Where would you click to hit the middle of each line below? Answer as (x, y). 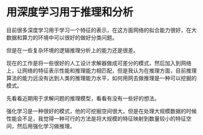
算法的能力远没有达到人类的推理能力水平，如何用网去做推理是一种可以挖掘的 (101, 78)
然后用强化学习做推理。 (46, 126)
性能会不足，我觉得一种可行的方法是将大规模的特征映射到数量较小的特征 (96, 118)
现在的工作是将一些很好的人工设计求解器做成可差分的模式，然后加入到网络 (99, 63)
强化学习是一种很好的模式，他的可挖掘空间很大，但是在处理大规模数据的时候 (101, 111)
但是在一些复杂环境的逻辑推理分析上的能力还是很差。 (72, 50)
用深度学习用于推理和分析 (70, 12)
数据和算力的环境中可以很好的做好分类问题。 (62, 37)
